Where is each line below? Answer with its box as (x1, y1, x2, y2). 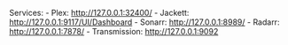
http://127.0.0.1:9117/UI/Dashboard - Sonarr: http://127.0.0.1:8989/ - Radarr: (9, 17, 280, 27)
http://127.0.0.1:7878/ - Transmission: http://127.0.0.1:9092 (9, 26, 219, 36)
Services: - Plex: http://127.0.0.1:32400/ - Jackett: (9, 8, 190, 18)
